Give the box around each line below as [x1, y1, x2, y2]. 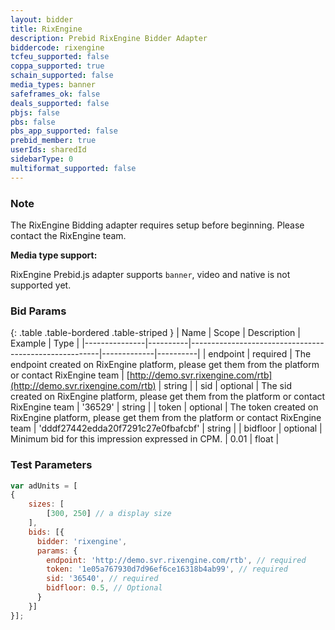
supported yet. [10, 279, 72, 291]
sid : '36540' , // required [46, 574, 159, 584]
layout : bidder [10, 14, 74, 25]
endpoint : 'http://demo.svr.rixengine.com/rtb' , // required [46, 555, 307, 565]
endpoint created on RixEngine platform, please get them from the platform [10, 359, 320, 371]
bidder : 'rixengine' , [36, 536, 128, 546]
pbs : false [10, 117, 56, 127]
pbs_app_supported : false [10, 126, 118, 136]
